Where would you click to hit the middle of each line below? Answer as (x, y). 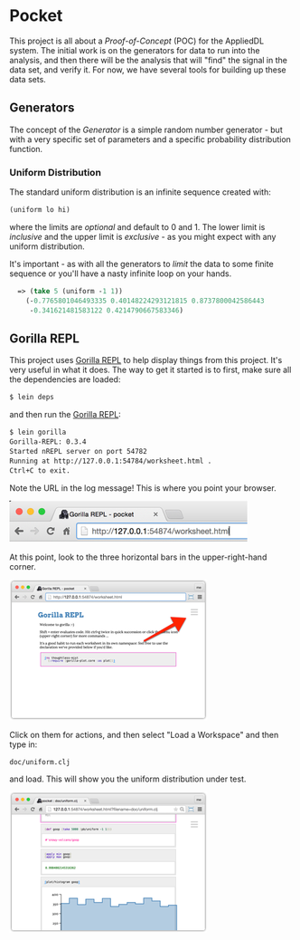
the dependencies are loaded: (65, 379)
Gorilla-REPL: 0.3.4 (48, 442)
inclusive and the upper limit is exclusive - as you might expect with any (143, 236)
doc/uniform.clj (40, 762)
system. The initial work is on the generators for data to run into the (135, 50)
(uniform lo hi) (40, 210)
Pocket (36, 16)
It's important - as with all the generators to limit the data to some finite (141, 264)
